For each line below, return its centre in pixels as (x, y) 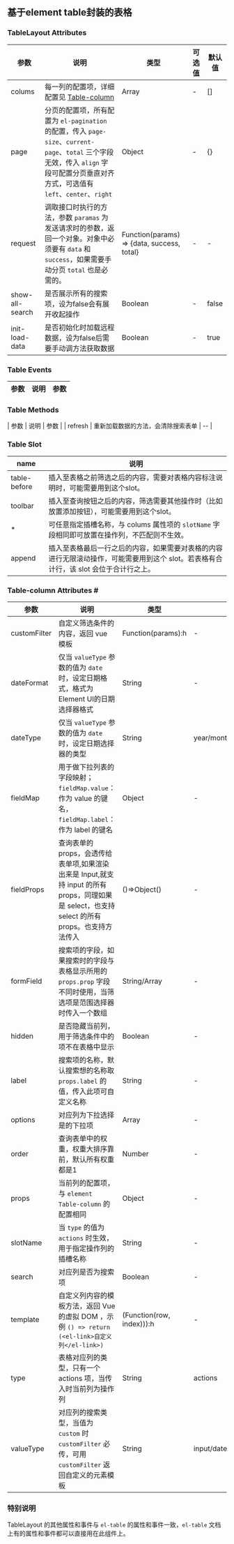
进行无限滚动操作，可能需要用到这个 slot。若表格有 (132, 558)
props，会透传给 (85, 853)
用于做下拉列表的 (86, 767)
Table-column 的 (84, 1204)
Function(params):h (154, 633)
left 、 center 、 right (79, 194)
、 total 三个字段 (86, 152)
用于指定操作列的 (86, 1248)
